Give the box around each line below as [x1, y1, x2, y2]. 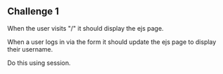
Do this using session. [7, 59, 72, 67]
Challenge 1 [7, 6, 60, 17]
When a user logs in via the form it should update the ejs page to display [7, 38, 217, 46]
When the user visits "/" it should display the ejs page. [7, 24, 164, 32]
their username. [7, 45, 53, 53]
